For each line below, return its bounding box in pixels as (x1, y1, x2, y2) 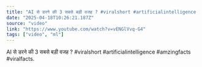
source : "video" (6, 20, 48, 26)
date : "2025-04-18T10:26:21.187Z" (6, 15, 95, 21)
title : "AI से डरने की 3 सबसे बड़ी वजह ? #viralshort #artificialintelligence (6, 9, 197, 15)
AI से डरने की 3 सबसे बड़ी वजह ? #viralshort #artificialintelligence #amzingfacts (6, 48, 191, 55)
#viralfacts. (6, 55, 35, 63)
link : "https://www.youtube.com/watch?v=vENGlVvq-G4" (6, 26, 146, 32)
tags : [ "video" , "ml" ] (6, 32, 64, 38)
